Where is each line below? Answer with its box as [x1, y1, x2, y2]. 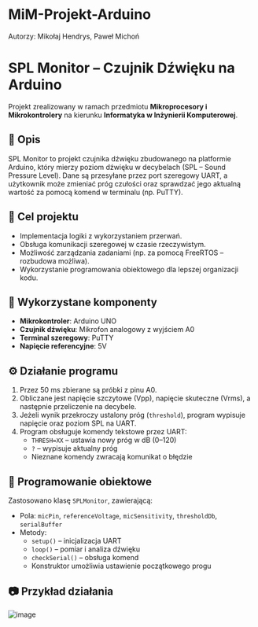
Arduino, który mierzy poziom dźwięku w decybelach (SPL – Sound [8, 162, 227, 172]
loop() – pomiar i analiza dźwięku [31, 544, 141, 554]
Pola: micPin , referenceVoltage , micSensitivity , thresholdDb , [19, 511, 218, 520]
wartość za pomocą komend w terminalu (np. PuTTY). [8, 187, 183, 197]
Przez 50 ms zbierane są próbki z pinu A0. [19, 385, 157, 395]
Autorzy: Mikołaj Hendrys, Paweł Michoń [8, 31, 140, 41]
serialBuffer [19, 521, 63, 529]
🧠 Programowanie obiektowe [8, 474, 152, 489]
